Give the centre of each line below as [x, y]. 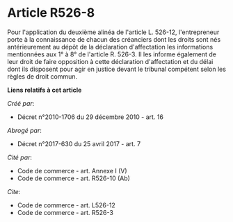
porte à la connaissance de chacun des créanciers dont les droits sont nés [114, 39]
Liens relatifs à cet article [45, 90]
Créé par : [21, 103]
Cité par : [20, 157]
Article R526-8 [51, 13]
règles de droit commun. [42, 76]
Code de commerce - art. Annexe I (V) [72, 171]
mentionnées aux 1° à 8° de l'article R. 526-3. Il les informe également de [112, 54]
